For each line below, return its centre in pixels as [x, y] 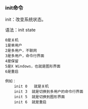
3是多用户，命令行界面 [25, 56]
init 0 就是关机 [31, 87]
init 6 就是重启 [30, 102]
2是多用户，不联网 [21, 51]
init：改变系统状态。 [25, 19]
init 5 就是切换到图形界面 [40, 97]
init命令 [14, 7]
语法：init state [21, 30]
